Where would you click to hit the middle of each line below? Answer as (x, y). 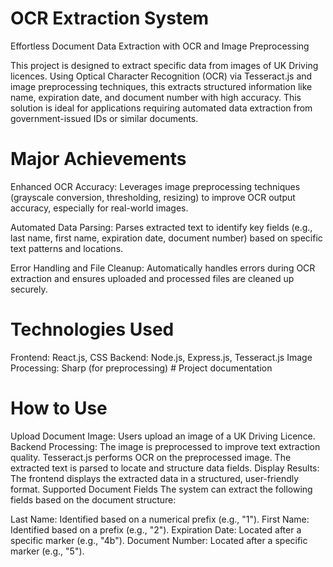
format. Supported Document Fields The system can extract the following (161, 489)
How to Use (59, 408)
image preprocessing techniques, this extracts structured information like (161, 86)
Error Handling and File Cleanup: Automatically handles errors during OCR (163, 268)
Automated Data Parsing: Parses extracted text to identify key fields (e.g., (161, 227)
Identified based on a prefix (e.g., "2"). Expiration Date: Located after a (156, 529)
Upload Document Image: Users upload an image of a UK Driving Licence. (163, 436)
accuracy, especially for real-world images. (99, 208)
